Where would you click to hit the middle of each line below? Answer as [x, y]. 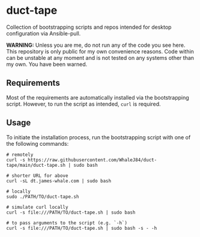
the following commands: [38, 143]
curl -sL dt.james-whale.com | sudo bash [59, 181]
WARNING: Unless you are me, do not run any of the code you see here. [96, 45]
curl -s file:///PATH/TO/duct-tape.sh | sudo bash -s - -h [82, 228]
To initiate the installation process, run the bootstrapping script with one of [98, 137]
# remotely [20, 154]
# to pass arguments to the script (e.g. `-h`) [67, 223]
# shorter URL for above [37, 175]
